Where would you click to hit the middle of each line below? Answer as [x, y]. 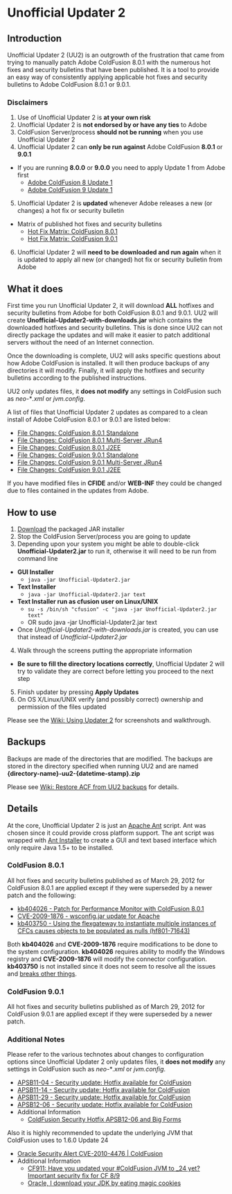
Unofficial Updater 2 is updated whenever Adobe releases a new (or [115, 203]
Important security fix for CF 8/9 [73, 1176]
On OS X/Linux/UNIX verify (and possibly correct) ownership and [110, 699]
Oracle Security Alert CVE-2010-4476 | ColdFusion [90, 1154]
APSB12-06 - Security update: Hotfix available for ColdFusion [105, 1105]
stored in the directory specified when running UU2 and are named [103, 766]
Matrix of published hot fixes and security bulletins [90, 224]
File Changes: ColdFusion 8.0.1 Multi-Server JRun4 [90, 440]
